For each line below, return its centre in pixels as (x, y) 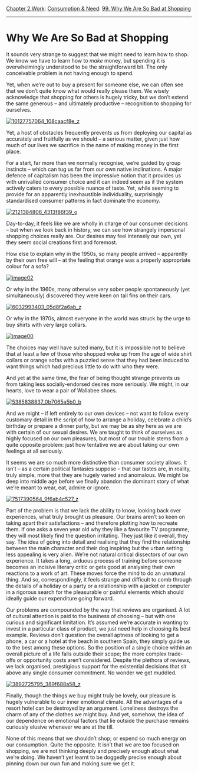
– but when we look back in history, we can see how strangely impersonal (96, 229)
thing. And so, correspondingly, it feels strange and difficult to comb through (99, 579)
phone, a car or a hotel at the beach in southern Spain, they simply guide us (98, 641)
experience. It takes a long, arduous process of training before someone (94, 560)
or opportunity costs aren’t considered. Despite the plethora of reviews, (104, 660)
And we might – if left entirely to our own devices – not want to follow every (98, 413)
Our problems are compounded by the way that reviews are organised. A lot (98, 610)
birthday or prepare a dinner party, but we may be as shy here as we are (94, 426)
